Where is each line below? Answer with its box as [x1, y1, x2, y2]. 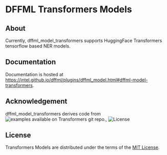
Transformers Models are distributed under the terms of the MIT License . [5, 144, 160, 150]
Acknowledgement [5, 97, 68, 106]
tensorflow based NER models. [5, 43, 71, 49]
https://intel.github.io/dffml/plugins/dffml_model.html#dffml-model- [5, 77, 148, 83]
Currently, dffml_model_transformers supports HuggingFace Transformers [5, 37, 162, 43]
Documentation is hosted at [5, 71, 64, 77]
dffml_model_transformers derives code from [5, 110, 101, 117]
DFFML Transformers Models [5, 4, 132, 15]
